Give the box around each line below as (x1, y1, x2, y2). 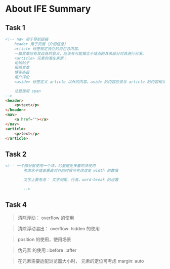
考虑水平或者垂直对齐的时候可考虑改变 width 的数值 (23, 168, 119, 173)
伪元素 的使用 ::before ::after (17, 247, 77, 253)
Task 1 (5, 23, 25, 32)
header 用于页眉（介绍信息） (14, 41, 68, 46)
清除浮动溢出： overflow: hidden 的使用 (17, 225, 100, 231)
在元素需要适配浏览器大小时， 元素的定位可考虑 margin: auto (17, 258, 144, 264)
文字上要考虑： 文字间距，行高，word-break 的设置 (23, 177, 119, 182)
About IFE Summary (5, 3, 91, 15)
